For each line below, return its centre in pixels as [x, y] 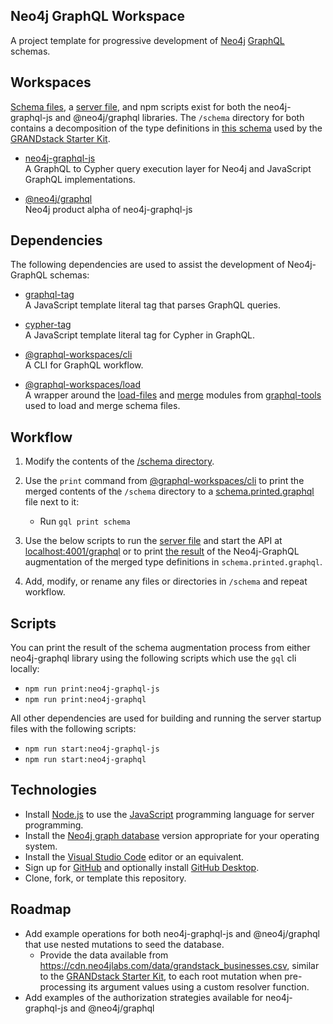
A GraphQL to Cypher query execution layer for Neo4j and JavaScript [168, 168]
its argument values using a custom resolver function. [199, 986]
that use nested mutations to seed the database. [124, 944]
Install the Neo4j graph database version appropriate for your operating [172, 835]
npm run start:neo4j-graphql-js [92, 749]
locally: [25, 669]
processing [63, 986]
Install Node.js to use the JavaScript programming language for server [169, 814]
